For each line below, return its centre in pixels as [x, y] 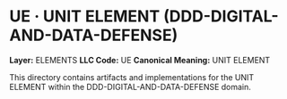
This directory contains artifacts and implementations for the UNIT [132, 77]
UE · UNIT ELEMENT [85, 16]
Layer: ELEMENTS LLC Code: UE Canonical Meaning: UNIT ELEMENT [140, 60]
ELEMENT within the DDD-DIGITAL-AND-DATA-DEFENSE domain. [130, 87]
